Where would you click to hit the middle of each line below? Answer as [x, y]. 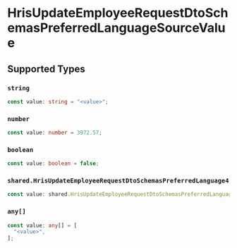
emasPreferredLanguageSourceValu [116, 28]
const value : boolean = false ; [53, 163]
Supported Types [47, 69]
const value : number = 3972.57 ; [55, 133]
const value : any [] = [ [42, 225]
